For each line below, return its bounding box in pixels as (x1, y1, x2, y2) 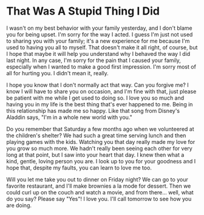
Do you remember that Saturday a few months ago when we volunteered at (6, 125, 194, 132)
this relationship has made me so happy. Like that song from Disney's (6, 107, 180, 114)
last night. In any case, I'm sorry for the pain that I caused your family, (6, 56, 181, 64)
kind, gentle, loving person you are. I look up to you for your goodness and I (6, 157, 196, 165)
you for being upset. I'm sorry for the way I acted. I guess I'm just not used (6, 30, 193, 38)
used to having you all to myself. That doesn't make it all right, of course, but (6, 44, 198, 51)
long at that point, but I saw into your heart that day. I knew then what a (6, 151, 185, 159)
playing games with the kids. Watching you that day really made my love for (6, 138, 195, 145)
